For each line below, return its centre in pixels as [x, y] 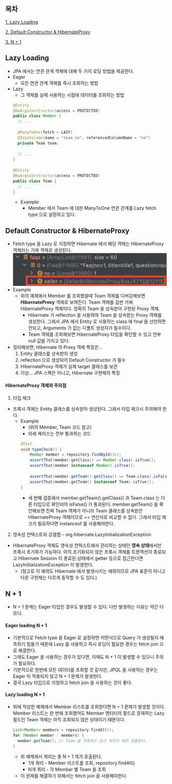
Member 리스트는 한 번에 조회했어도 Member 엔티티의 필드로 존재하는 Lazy [89, 713]
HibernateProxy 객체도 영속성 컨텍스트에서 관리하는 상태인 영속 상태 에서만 [87, 545]
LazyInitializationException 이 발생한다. [53, 564]
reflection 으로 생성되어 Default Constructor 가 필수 [73, 360]
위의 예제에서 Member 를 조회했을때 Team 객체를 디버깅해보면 [83, 296]
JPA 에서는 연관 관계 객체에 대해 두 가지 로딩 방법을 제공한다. [73, 71]
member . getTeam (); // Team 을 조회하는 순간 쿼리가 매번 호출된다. [82, 741]
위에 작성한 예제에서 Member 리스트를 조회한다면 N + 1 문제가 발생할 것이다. [89, 706]
